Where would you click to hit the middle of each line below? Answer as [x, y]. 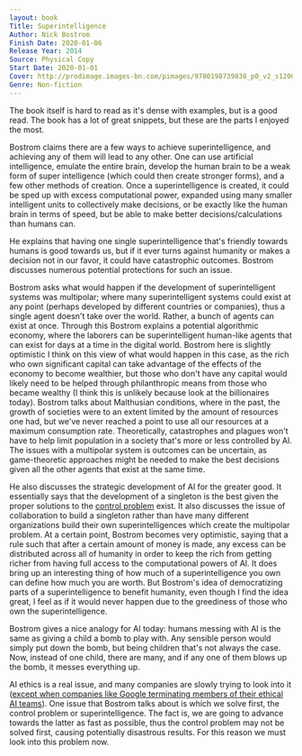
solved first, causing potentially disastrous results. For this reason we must [147, 732]
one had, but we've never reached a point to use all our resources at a [139, 421]
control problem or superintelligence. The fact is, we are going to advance [147, 713]
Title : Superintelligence [58, 26]
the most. [27, 129]
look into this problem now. [59, 742]
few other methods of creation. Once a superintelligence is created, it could [149, 185]
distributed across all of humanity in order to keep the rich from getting [141, 553]
